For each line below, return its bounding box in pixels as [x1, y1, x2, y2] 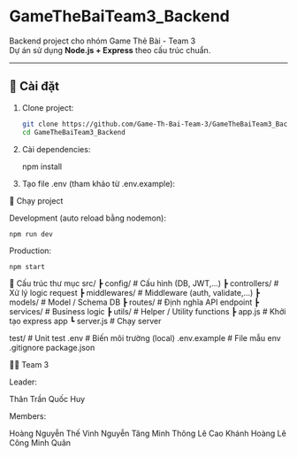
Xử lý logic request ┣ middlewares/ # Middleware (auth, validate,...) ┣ [9, 287, 261, 298]
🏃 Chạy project [9, 195, 64, 205]
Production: [9, 245, 51, 256]
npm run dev [9, 229, 53, 238]
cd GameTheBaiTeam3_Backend [21, 128, 126, 136]
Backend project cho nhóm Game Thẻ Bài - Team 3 [9, 35, 196, 46]
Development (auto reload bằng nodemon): [9, 213, 166, 223]
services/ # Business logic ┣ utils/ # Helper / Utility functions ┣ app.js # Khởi [9, 306, 286, 316]
